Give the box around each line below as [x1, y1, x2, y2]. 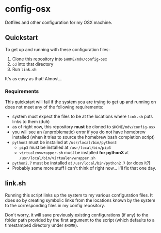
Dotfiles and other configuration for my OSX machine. [5, 19, 113, 25]
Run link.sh [12, 66, 37, 72]
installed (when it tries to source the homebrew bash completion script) [12, 134, 155, 140]
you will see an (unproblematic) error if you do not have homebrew [12, 129, 145, 135]
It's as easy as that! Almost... [5, 75, 63, 81]
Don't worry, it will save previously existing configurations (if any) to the [5, 212, 149, 217]
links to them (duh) [12, 119, 50, 125]
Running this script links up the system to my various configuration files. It [5, 192, 153, 198]
